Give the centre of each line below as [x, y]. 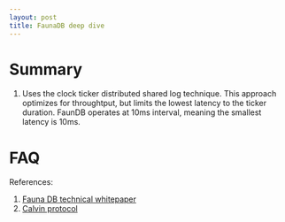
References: [31, 182]
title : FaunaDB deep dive [57, 26]
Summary [46, 69]
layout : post [33, 17]
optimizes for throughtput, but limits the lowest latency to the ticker [144, 103]
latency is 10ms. [51, 122]
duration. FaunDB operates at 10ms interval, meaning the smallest [142, 112]
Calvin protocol [50, 209]
